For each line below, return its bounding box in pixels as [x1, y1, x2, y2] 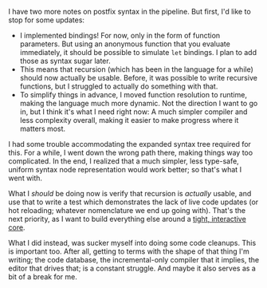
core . [8, 223, 26, 232]
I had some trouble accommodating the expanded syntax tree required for [8, 140, 251, 148]
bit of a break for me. [8, 272, 78, 282]
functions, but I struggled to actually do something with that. [19, 81, 218, 91]
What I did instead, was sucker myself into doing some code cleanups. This [8, 239, 257, 247]
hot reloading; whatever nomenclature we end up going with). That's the [8, 206, 245, 215]
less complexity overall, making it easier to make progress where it [19, 116, 239, 124]
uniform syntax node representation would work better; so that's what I [8, 165, 241, 174]
